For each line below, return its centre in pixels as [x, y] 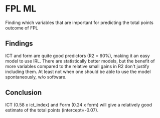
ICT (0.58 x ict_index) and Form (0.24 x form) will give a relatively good [78, 104]
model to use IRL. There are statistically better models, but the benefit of [80, 61]
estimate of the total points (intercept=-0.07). [52, 110]
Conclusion [24, 93]
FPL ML [21, 9]
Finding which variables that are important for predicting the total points [79, 22]
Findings [19, 44]
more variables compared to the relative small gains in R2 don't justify [77, 66]
